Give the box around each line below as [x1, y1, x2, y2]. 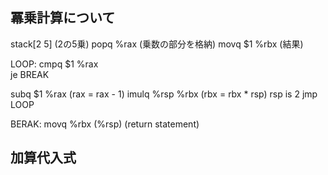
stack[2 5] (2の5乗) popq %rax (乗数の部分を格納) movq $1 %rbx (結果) [10, 38, 304, 50]
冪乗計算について [10, 9, 116, 27]
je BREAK [10, 68, 50, 80]
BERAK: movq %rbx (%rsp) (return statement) [10, 118, 200, 130]
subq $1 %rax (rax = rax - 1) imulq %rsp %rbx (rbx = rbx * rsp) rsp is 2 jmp [10, 88, 318, 100]
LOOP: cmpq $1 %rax [10, 58, 99, 70]
